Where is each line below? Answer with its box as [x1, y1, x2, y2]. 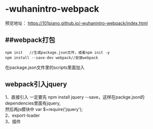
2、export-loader [5, 112, 40, 118]
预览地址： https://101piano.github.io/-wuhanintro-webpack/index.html [5, 20, 148, 26]
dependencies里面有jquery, [5, 100, 61, 106]
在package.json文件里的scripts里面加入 [5, 64, 85, 70]
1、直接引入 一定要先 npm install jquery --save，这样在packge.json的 [5, 94, 145, 100]
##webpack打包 [5, 36, 55, 44]
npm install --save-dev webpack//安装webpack [5, 55, 98, 60]
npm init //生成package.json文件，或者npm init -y [5, 50, 110, 55]
